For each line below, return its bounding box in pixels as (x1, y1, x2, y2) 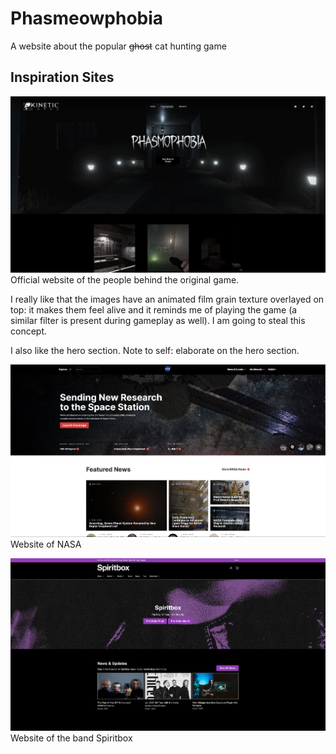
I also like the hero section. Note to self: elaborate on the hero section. (10, 345, 300, 357)
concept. (10, 325, 48, 337)
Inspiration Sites (10, 69, 115, 86)
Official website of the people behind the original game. (10, 274, 240, 286)
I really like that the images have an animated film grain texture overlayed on (10, 293, 325, 306)
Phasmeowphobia (10, 7, 164, 30)
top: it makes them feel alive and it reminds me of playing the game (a (10, 304, 298, 316)
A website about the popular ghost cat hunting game (10, 40, 227, 52)
